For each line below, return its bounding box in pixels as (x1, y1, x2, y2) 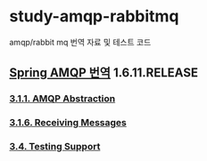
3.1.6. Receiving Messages (9, 117, 127, 129)
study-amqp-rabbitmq (9, 6, 179, 27)
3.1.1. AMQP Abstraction (9, 93, 116, 105)
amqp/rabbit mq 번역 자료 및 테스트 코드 (9, 36, 152, 47)
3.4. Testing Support (9, 141, 101, 153)
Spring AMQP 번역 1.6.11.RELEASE (9, 65, 199, 81)
